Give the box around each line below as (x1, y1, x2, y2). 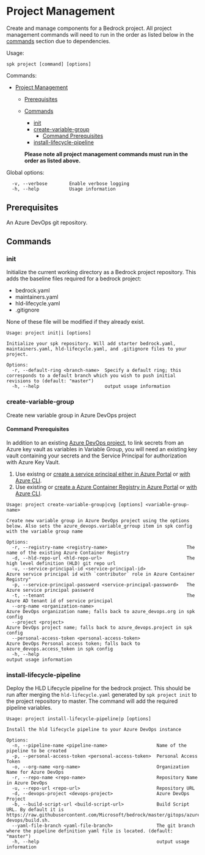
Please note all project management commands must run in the (24, 150, 188, 158)
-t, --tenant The (12, 592, 195, 598)
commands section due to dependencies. (6, 37, 111, 45)
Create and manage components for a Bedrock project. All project (6, 24, 172, 32)
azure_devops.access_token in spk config (6, 646, 113, 652)
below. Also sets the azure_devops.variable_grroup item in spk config (6, 523, 192, 529)
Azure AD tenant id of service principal (6, 597, 113, 604)
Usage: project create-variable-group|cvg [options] (6, 501, 143, 508)
